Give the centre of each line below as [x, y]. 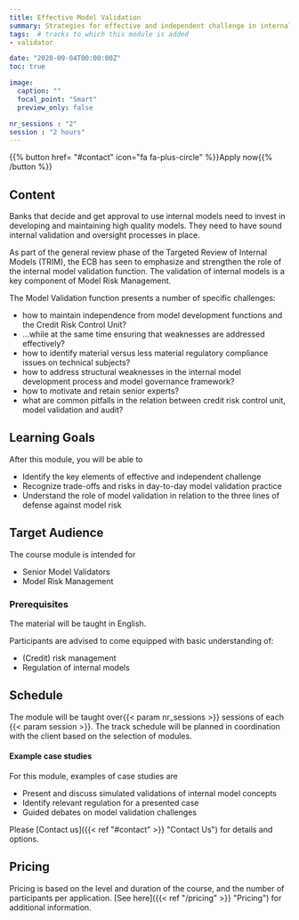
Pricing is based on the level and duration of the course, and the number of [147, 888]
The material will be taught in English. [78, 623]
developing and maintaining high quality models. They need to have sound [145, 226]
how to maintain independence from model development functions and [152, 315]
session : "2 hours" [48, 132]
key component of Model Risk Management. [90, 281]
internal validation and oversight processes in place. [105, 235]
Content [32, 195]
